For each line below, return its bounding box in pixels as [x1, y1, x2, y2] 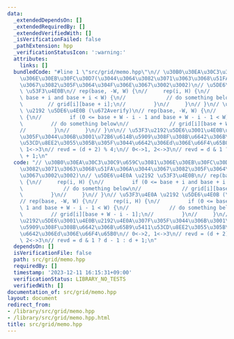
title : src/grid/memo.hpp [7, 321, 82, 328]
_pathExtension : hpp [13, 42, 73, 49]
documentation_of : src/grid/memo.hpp [7, 288, 117, 296]
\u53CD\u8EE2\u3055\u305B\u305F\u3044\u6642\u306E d [19, 140, 173, 147]
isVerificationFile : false [13, 250, 92, 257]
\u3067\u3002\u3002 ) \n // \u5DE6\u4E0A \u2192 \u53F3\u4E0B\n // [19, 172, 208, 179]
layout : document [7, 295, 58, 302]
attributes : [13, 56, 49, 63]
